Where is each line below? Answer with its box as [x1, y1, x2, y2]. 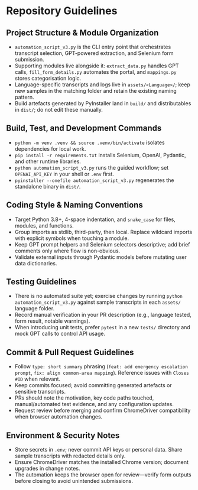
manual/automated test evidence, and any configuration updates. [14, 401, 174, 408]
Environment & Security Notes [6, 430, 120, 440]
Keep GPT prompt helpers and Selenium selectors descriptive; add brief [14, 241, 190, 248]
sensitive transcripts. [14, 388, 66, 395]
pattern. [14, 93, 34, 100]
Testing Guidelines [6, 277, 77, 287]
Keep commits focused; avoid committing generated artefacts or [14, 382, 173, 389]
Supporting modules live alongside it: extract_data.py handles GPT [14, 62, 179, 69]
